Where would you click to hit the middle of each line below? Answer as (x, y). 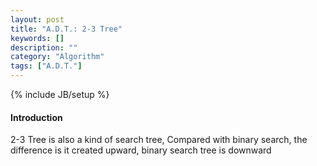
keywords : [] (37, 38)
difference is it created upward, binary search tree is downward (141, 150)
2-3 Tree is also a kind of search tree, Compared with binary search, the (159, 140)
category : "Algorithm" (57, 57)
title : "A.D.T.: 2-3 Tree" (66, 29)
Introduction (36, 117)
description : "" (44, 47)
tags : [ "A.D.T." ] (46, 66)
